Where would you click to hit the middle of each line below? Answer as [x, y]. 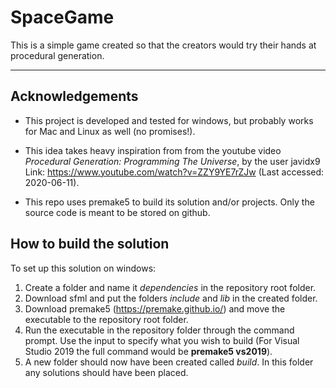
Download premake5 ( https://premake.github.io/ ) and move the [155, 308]
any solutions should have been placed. [106, 372]
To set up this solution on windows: [83, 268]
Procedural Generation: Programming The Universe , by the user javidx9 [172, 161]
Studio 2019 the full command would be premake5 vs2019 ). [148, 351]
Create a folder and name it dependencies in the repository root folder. [170, 287]
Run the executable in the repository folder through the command [159, 330]
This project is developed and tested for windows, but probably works [169, 120]
